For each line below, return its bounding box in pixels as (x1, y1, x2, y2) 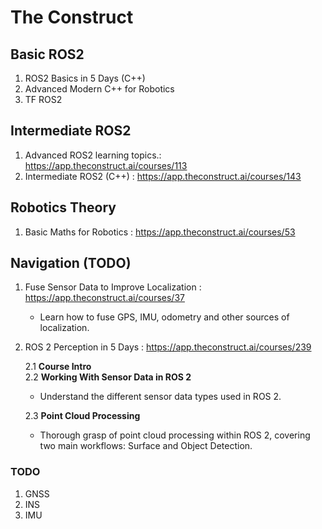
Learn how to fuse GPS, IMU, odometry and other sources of (39, 311, 290, 323)
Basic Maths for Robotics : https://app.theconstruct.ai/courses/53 (24, 226, 296, 238)
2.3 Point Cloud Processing (24, 410, 141, 422)
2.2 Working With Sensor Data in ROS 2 (24, 371, 192, 383)
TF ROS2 (24, 94, 63, 105)
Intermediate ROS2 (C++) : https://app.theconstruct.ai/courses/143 (24, 170, 302, 182)
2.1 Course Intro (24, 361, 92, 373)
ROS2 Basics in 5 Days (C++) (24, 72, 146, 84)
